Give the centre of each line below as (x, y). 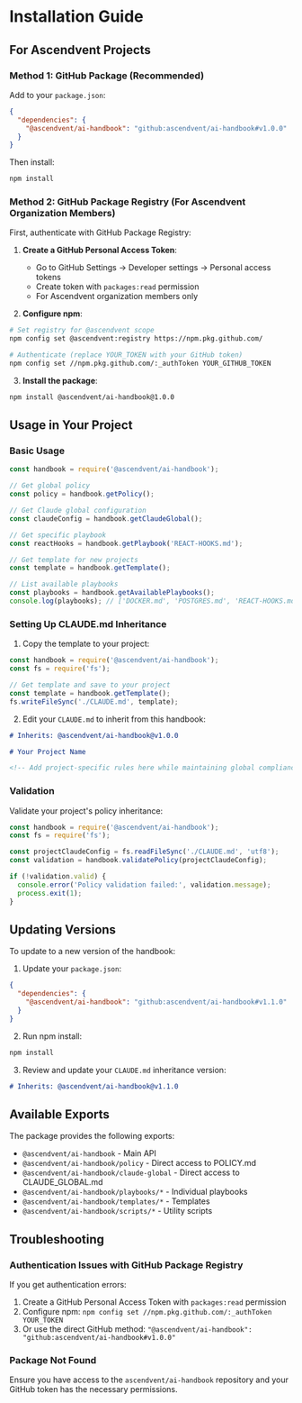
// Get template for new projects (74, 560)
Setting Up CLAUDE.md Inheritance (88, 624)
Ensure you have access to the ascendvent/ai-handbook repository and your (149, 1380)
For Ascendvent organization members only (117, 296)
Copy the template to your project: (86, 644)
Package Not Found (53, 1360)
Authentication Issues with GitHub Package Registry (126, 1265)
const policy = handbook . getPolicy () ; (82, 494)
